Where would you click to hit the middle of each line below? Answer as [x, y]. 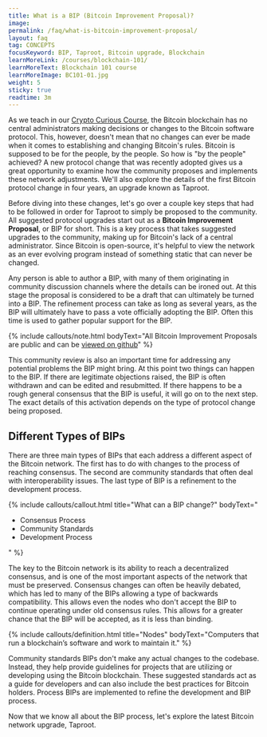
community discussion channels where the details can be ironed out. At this [133, 287]
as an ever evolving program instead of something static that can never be [130, 254]
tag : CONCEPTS [32, 46]
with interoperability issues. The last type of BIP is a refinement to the [122, 481]
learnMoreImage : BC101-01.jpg [59, 75]
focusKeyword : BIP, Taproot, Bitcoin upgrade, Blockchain [106, 53]
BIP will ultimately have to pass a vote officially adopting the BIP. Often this [131, 312]
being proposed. [35, 411]
